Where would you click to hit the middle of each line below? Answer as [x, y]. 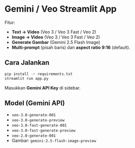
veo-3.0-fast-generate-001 [39, 126]
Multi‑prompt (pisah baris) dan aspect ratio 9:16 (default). [71, 47]
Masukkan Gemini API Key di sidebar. [43, 88]
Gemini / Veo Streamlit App [61, 9]
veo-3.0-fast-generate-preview [44, 131]
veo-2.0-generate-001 [34, 136]
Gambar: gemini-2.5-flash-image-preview [54, 141]
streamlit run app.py [27, 78]
